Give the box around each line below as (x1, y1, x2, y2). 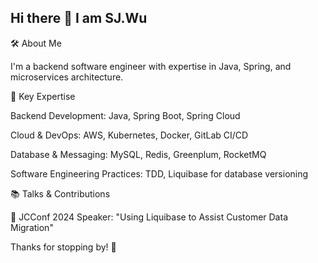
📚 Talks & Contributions (10, 187, 111, 200)
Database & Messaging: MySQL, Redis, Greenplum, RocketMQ (10, 148, 267, 160)
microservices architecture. (10, 71, 124, 83)
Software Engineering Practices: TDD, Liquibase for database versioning (10, 167, 309, 180)
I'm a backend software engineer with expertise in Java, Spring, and (10, 60, 292, 72)
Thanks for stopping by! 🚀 (10, 241, 117, 253)
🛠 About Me (10, 37, 62, 49)
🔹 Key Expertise (10, 90, 76, 102)
